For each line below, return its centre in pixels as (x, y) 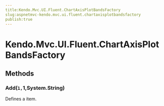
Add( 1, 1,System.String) (35, 88)
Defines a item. (21, 99)
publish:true (19, 19)
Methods (20, 73)
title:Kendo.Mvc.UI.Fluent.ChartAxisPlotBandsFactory (63, 10)
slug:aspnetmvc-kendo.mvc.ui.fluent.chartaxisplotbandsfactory (73, 15)
